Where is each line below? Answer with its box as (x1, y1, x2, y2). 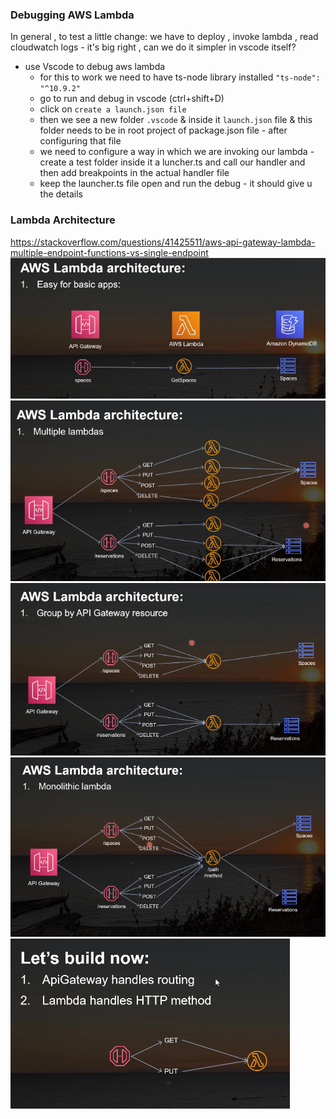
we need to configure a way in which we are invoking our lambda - (39, 146, 315, 158)
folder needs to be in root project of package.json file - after (39, 124, 288, 137)
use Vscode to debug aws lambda (24, 61, 166, 73)
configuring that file (39, 135, 122, 147)
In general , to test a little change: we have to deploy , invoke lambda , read (10, 31, 319, 43)
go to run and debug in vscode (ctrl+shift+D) (39, 93, 225, 105)
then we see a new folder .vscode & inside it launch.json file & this (39, 114, 313, 126)
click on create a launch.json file (39, 103, 187, 115)
